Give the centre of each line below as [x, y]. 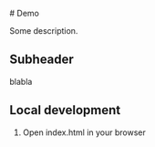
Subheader [42, 60]
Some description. [44, 31]
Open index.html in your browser [84, 132]
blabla [21, 81]
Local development [65, 110]
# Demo [24, 13]
